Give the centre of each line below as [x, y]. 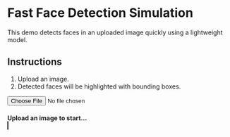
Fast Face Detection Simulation [101, 13]
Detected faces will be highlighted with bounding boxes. [99, 86]
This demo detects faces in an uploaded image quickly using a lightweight [115, 32]
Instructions [35, 62]
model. [17, 39]
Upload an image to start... [47, 118]
